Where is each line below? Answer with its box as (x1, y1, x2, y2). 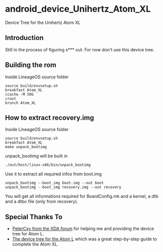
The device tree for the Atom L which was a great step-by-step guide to (12, 236, 157, 242)
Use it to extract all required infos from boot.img (5, 171, 102, 177)
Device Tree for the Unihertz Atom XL (5, 20, 81, 25)
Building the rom (5, 61, 56, 69)
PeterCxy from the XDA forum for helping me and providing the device (12, 226, 154, 231)
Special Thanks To (5, 212, 63, 221)
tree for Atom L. (12, 231, 44, 237)
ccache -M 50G (5, 92, 34, 97)
